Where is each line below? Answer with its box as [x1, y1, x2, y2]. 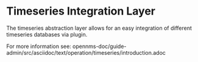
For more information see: [6, 43, 71, 50]
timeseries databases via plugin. [6, 30, 88, 38]
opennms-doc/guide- [72, 43, 127, 50]
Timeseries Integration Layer [6, 4, 156, 18]
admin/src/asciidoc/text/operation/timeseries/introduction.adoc [6, 49, 166, 56]
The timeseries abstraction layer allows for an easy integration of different [6, 24, 192, 32]
